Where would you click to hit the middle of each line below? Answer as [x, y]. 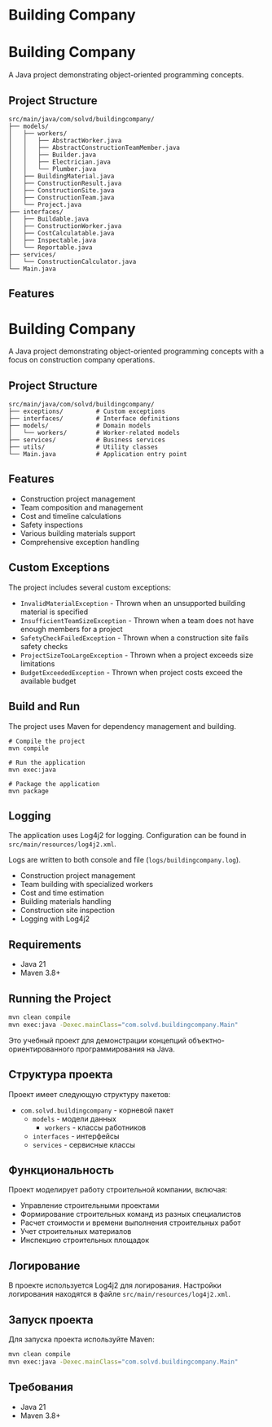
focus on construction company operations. [82, 360]
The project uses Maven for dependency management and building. [122, 726]
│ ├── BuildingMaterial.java [61, 176]
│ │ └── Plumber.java [52, 169]
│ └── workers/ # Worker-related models [94, 433]
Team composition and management [82, 507]
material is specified [54, 612]
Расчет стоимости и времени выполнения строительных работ [131, 1223]
